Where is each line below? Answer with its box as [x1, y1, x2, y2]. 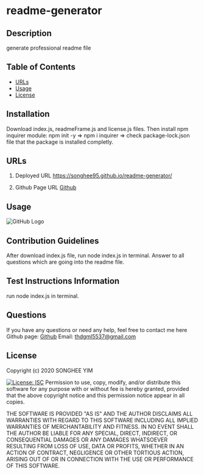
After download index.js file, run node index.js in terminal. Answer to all [6, 252, 185, 259]
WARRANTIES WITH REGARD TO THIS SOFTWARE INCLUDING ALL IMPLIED [6, 417, 199, 424]
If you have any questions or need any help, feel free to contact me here [6, 326, 188, 333]
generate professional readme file [6, 44, 91, 51]
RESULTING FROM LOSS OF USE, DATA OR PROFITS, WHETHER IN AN [6, 442, 185, 450]
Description [6, 28, 52, 39]
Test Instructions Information [6, 276, 120, 286]
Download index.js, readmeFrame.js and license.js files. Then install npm [6, 125, 189, 132]
